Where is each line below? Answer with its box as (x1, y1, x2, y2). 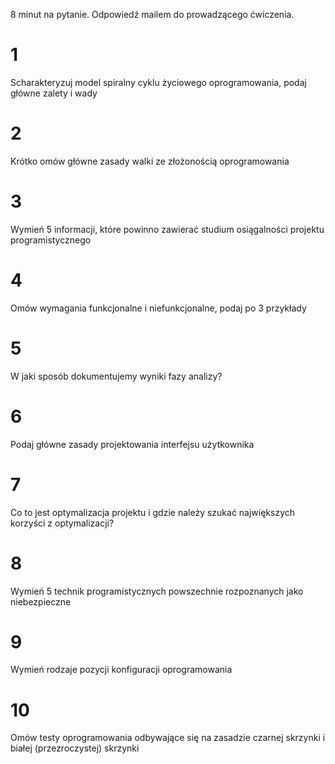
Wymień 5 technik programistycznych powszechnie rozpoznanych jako (10, 585, 304, 597)
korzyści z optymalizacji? (10, 517, 115, 529)
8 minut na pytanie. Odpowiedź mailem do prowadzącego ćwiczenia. (10, 9, 295, 20)
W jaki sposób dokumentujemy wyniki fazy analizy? (10, 370, 223, 382)
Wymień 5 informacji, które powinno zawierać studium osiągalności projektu (10, 223, 325, 235)
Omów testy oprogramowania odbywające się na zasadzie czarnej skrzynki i (10, 732, 326, 744)
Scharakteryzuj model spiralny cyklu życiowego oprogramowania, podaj (10, 76, 307, 88)
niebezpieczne (10, 595, 72, 608)
